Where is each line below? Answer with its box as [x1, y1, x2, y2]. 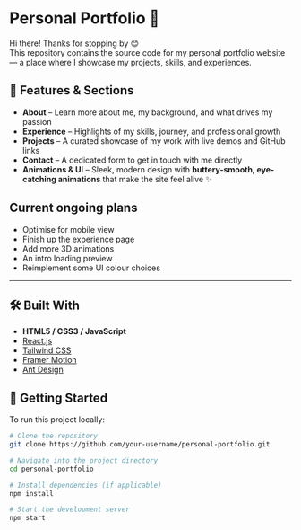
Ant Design [21, 364, 64, 375]
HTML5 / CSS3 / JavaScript [21, 326, 127, 337]
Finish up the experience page [21, 234, 135, 244]
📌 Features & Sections [9, 83, 134, 98]
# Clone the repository [9, 431, 99, 441]
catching [21, 173, 56, 184]
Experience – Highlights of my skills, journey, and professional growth [21, 126, 281, 137]
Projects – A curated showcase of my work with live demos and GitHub [21, 135, 286, 146]
